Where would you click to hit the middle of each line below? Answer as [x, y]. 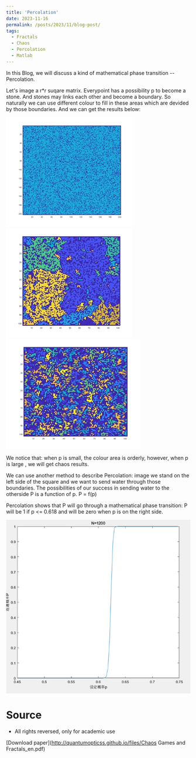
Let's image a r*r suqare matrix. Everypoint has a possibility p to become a [96, 90]
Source [24, 715]
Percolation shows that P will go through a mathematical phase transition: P [97, 505]
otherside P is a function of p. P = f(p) [51, 494]
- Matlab [22, 56]
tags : [13, 31]
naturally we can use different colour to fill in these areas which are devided [97, 103]
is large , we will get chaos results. [47, 464]
